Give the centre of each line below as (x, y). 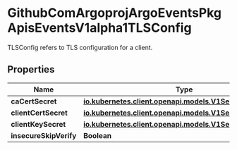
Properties (31, 69)
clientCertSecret (39, 113)
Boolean (97, 135)
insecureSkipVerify (44, 135)
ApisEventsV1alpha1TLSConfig (99, 28)
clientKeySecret (38, 124)
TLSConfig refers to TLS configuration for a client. (80, 47)
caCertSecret (34, 101)
